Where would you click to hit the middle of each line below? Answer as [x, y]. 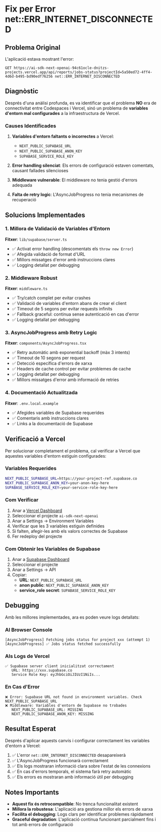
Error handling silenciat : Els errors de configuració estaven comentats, [83, 165]
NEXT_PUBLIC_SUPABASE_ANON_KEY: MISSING [53, 714]
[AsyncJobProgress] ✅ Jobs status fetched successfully [63, 644]
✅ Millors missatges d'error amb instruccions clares [64, 259]
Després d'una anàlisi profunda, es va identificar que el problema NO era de [81, 103]
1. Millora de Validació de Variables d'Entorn [58, 229]
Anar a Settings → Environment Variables [53, 521]
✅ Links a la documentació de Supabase [52, 423]
